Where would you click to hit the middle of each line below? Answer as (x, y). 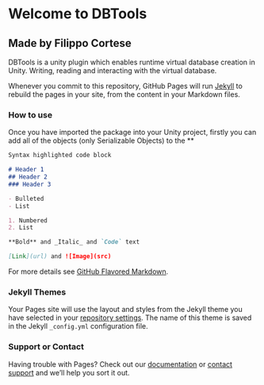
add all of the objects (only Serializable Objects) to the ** (101, 141)
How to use (31, 114)
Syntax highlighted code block (60, 156)
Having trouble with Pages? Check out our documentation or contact (120, 364)
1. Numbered (28, 220)
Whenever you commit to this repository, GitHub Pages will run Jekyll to (126, 86)
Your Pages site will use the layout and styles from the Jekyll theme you (126, 310)
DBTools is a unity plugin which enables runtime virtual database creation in (132, 62)
